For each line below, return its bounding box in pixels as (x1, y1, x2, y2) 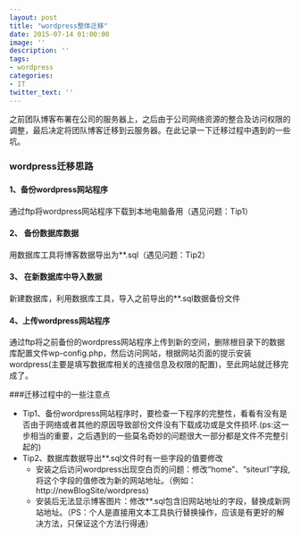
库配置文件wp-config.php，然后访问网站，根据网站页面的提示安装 (9, 348, 252, 358)
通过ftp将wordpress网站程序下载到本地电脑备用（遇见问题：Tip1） (9, 206, 253, 216)
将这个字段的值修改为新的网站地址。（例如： (35, 475, 196, 486)
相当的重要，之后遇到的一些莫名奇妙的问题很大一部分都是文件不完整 (29, 431, 281, 441)
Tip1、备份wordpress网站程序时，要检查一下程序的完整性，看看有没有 (21, 408, 279, 419)
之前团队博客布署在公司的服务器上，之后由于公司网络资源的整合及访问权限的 (9, 113, 291, 124)
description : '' (9, 46, 70, 55)
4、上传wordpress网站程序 (9, 315, 111, 326)
